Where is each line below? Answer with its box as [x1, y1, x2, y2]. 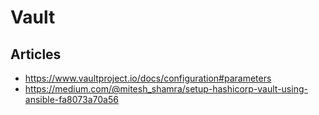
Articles [10, 46, 62, 63]
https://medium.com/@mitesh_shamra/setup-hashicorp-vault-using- [24, 83, 308, 95]
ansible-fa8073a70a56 [24, 94, 119, 105]
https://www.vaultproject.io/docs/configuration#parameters [24, 72, 272, 84]
